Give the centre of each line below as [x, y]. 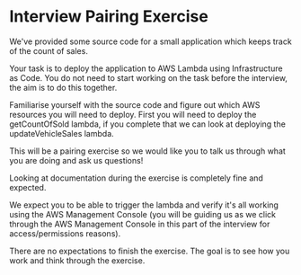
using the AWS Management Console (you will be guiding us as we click [143, 214]
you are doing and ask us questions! [76, 160]
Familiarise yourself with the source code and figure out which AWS [135, 104]
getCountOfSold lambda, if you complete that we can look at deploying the [147, 124]
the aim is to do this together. [63, 87]
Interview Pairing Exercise [109, 17]
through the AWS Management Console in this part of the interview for [140, 224]
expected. [28, 187]
